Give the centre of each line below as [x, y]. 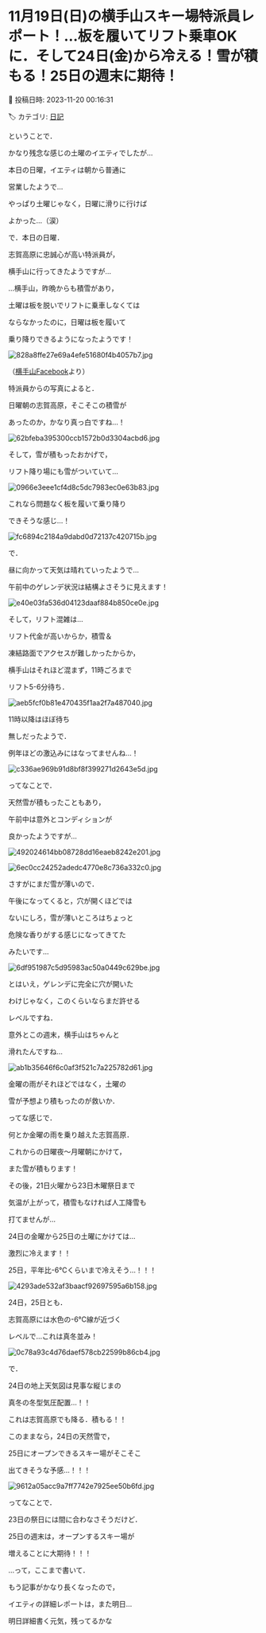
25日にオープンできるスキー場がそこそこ [75, 1453]
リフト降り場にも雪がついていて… [64, 471]
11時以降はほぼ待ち [39, 719]
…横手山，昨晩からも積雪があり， [64, 288]
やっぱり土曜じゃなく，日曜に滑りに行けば [78, 203]
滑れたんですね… [36, 1051]
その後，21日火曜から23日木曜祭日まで [72, 1185]
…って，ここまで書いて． [49, 1570]
